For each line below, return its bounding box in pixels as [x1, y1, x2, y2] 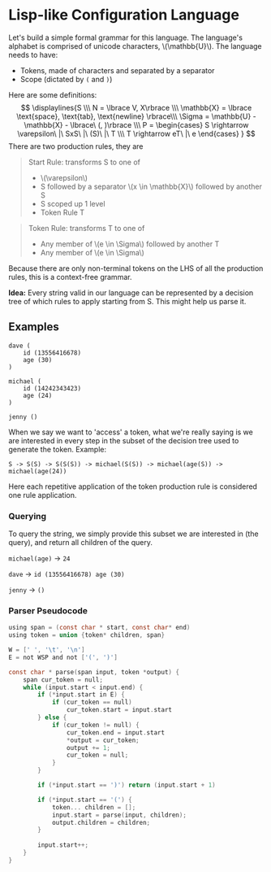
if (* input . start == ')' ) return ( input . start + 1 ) [37, 781, 217, 790]
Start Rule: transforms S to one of [28, 157, 140, 167]
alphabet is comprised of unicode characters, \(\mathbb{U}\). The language [8, 41, 262, 50]
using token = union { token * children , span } [8, 631, 165, 639]
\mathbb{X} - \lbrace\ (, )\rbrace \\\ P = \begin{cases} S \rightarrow [24, 120, 249, 129]
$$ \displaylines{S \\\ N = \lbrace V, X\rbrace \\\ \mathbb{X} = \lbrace [20, 102, 252, 112]
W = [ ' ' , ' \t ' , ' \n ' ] [8, 646, 85, 654]
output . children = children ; [51, 818, 151, 826]
